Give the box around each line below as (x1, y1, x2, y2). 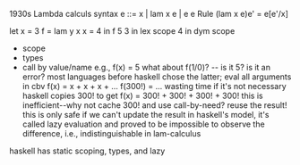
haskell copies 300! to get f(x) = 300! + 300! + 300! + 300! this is (21, 90, 263, 101)
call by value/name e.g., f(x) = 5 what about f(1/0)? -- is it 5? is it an (21, 62, 271, 72)
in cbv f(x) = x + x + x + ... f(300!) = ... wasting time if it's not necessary (21, 81, 287, 91)
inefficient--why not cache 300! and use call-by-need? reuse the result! (21, 100, 287, 111)
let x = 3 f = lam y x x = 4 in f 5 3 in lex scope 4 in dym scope (9, 26, 236, 36)
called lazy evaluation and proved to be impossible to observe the (21, 119, 266, 129)
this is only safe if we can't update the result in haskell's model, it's (21, 110, 270, 120)
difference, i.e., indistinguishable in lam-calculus (21, 128, 201, 138)
